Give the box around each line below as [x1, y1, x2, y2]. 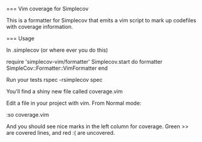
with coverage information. [6, 23, 74, 30]
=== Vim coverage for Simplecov [6, 5, 89, 12]
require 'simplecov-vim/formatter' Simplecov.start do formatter [6, 58, 163, 65]
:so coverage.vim [6, 111, 49, 118]
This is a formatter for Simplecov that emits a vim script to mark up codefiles [6, 17, 197, 23]
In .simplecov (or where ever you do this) [6, 46, 109, 54]
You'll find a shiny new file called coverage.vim [6, 88, 123, 95]
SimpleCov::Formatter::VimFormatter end [6, 64, 108, 72]
